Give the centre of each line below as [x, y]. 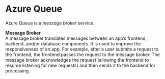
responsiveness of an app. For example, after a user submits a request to [82, 49]
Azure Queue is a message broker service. [50, 23]
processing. [18, 71]
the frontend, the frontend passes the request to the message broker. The [83, 55]
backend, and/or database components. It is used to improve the [73, 43]
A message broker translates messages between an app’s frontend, [76, 38]
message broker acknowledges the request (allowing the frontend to [77, 60]
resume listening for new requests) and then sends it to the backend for [80, 65]
